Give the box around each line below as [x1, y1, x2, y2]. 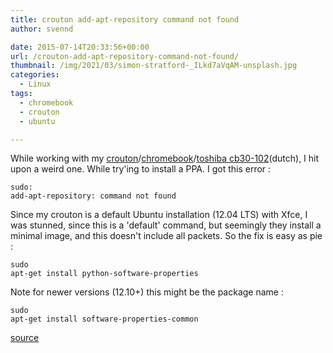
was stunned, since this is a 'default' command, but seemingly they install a [10, 219, 322, 231]
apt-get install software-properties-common [10, 314, 199, 325]
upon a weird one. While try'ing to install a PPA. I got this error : [10, 163, 272, 175]
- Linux [19, 79, 52, 90]
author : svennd [10, 24, 74, 34]
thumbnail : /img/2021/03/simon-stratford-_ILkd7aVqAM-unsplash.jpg [10, 61, 298, 71]
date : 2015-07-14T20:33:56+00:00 [10, 42, 150, 52]
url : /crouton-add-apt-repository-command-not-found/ [10, 51, 240, 61]
